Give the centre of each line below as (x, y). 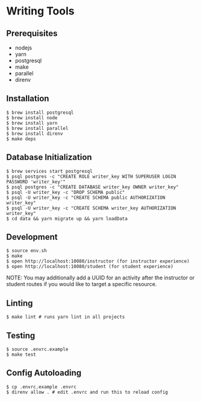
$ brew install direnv (35, 134)
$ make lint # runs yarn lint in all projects (66, 317)
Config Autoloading (44, 373)
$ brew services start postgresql (50, 171)
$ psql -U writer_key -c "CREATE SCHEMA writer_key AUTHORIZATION (91, 208)
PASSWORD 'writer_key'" (36, 182)
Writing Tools (40, 11)
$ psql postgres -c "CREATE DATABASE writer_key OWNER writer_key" (93, 187)
